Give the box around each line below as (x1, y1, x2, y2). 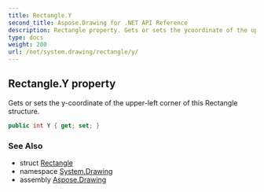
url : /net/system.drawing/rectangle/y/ (8, 48, 139, 56)
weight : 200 (8, 41, 47, 49)
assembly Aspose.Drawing (19, 175, 107, 184)
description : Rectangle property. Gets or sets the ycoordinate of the (8, 26, 247, 34)
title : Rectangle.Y (8, 11, 72, 20)
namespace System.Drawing (19, 166, 113, 175)
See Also (8, 140, 43, 151)
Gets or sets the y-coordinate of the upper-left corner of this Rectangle (8, 98, 238, 107)
